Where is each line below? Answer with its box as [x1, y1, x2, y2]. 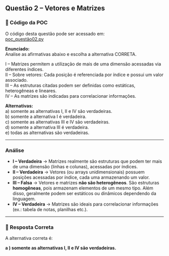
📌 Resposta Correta [5, 224, 54, 231]
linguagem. [12, 196, 36, 202]
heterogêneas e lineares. [5, 88, 57, 94]
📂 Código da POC [5, 19, 48, 26]
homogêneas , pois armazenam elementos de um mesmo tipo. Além [12, 185, 153, 191]
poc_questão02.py [5, 36, 44, 42]
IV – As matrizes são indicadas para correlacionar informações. [5, 93, 137, 99]
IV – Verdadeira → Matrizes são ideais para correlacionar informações [12, 201, 158, 207]
